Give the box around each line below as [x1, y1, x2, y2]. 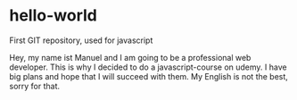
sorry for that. [9, 80, 61, 91]
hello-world [9, 5, 98, 26]
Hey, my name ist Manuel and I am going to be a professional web [9, 52, 252, 62]
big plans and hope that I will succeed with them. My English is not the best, [9, 71, 288, 81]
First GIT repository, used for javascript [9, 35, 153, 46]
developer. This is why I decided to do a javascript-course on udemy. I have [9, 62, 287, 72]
